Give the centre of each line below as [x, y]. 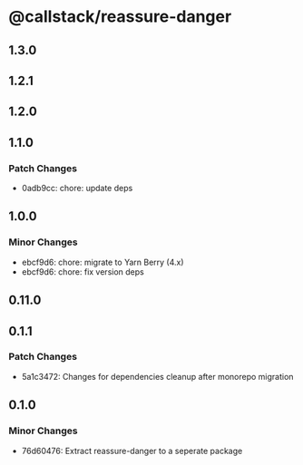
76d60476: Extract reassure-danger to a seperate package [132, 450]
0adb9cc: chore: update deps [77, 189]
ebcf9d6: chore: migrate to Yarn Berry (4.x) [103, 262]
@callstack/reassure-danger [120, 17]
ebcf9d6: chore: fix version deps [83, 271]
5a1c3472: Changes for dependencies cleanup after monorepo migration [157, 376]
